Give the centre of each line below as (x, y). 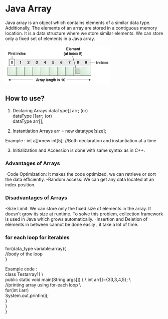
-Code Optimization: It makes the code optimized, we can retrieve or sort (81, 174)
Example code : (21, 269)
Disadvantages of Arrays (36, 197)
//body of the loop (24, 254)
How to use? (25, 98)
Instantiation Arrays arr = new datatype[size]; (59, 131)
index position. (21, 185)
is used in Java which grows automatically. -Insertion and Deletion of (76, 219)
